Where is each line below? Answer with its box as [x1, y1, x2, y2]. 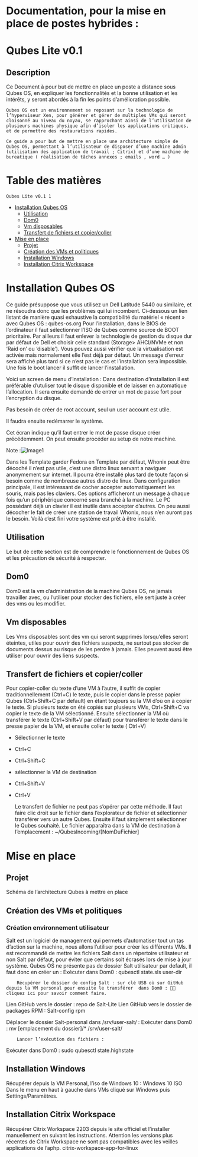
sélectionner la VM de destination [14, 769, 97, 776]
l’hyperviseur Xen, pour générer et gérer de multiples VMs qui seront [6, 113, 186, 119]
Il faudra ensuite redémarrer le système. [6, 417, 104, 425]
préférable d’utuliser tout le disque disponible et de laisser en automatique [6, 382, 187, 389]
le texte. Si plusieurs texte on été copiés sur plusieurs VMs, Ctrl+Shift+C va [6, 703, 189, 711]
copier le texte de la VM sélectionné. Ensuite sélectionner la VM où [6, 710, 169, 717]
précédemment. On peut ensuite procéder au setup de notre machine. [6, 435, 177, 443]
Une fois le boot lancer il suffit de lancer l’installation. [6, 364, 135, 372]
